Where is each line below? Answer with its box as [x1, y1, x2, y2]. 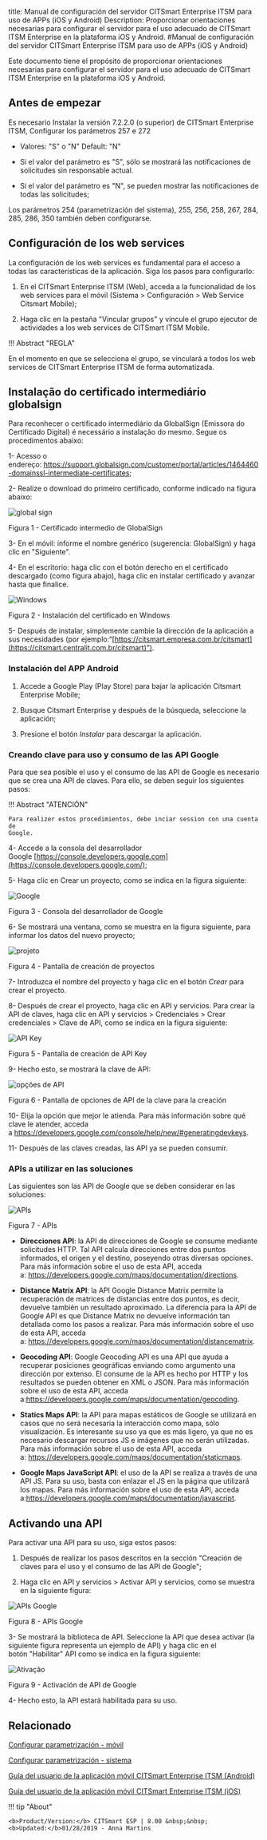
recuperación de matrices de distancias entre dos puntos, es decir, [19, 1294, 240, 1304]
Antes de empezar [8, 96, 101, 110]
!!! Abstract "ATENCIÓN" [8, 800, 88, 809]
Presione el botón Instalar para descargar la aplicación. [19, 729, 202, 738]
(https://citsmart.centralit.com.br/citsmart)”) [8, 643, 153, 653]
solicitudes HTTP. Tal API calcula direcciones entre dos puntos [19, 1245, 226, 1254]
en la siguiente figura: [19, 1586, 92, 1596]
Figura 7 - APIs [8, 1221, 57, 1230]
